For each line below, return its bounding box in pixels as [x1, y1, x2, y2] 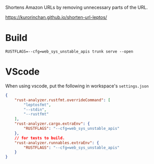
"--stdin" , [23, 107, 47, 112]
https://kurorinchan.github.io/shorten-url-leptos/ [5, 14, 107, 20]
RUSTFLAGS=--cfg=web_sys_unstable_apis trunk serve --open [5, 49, 134, 54]
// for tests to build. [14, 135, 65, 140]
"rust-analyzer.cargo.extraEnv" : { [14, 121, 90, 127]
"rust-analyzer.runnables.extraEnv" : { [14, 140, 99, 145]
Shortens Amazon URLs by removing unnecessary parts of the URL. [5, 5, 148, 10]
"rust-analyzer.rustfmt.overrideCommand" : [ [14, 97, 111, 103]
